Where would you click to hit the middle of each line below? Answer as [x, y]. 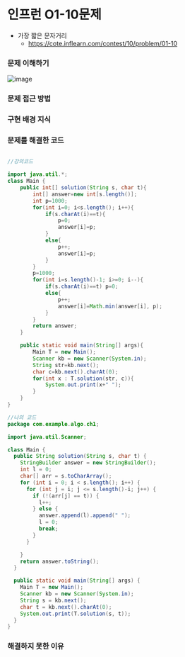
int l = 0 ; [36, 470]
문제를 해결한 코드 [36, 140]
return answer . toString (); [60, 561]
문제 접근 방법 [29, 99]
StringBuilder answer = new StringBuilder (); [88, 463]
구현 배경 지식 [29, 120]
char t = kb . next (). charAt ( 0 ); [66, 607]
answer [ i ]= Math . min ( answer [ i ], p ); [110, 306]
